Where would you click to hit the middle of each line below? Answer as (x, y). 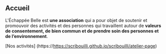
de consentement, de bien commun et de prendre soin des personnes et (82, 31)
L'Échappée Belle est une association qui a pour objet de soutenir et (76, 20)
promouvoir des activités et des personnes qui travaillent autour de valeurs (83, 25)
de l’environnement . (27, 36)
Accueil (17, 8)
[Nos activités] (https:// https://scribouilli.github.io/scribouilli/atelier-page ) (81, 46)
